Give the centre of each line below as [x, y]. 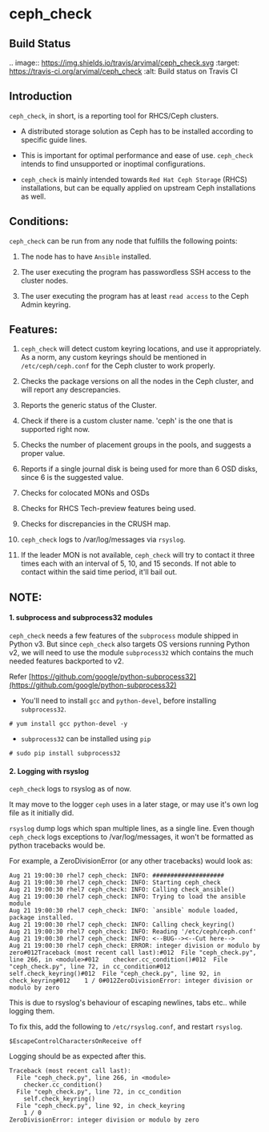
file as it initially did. [42, 813]
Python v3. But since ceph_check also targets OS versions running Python [130, 644]
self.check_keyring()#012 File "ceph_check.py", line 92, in [115, 974]
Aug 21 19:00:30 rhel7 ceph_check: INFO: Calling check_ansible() [122, 890]
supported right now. [55, 429]
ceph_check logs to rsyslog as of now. [70, 789]
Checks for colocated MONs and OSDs [85, 493]
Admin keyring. [46, 304]
